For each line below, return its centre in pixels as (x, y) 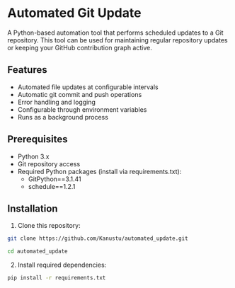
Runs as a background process (63, 117)
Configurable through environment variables (82, 109)
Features (27, 70)
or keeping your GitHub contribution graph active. (80, 47)
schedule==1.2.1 (52, 186)
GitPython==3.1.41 (55, 179)
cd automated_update (38, 252)
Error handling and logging (56, 102)
